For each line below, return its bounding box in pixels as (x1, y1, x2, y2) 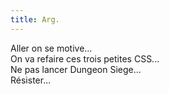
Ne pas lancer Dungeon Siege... (10, 63, 142, 75)
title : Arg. (10, 14, 60, 25)
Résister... (10, 74, 52, 86)
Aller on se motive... (10, 42, 93, 54)
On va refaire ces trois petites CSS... (10, 52, 160, 65)
